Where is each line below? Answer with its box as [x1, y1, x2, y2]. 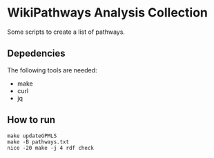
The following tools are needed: [7, 66, 98, 74]
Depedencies [7, 48, 66, 59]
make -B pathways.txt [7, 138, 70, 146]
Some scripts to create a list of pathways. [7, 28, 126, 36]
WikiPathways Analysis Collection [7, 5, 208, 21]
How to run [7, 114, 56, 126]
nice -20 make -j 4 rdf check [7, 144, 95, 151]
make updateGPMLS [7, 132, 57, 139]
